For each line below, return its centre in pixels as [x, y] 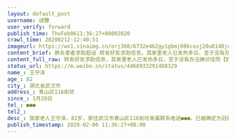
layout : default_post [39, 14]
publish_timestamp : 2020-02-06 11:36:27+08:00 [77, 125]
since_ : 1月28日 [30, 99]
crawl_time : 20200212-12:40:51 [53, 40]
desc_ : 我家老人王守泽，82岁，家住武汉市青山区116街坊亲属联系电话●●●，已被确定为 [114, 118]
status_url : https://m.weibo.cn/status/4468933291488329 [92, 66]
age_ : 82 [20, 79]
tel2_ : [17, 112]
